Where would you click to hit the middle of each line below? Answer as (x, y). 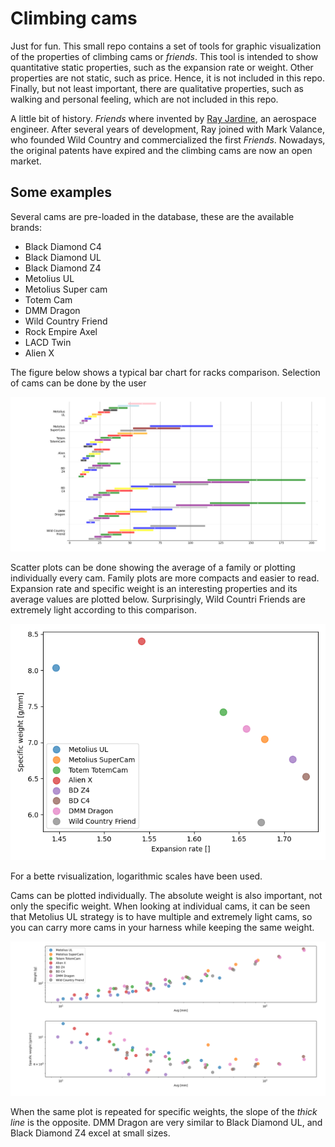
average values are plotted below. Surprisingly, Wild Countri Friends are (158, 599)
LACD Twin (48, 342)
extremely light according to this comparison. (103, 609)
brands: (26, 227)
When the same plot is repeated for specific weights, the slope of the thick (164, 1111)
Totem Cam (48, 299)
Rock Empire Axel (61, 331)
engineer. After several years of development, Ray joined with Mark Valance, (168, 129)
